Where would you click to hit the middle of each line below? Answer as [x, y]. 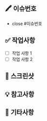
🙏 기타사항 [20, 112]
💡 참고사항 [20, 94]
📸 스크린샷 [20, 76]
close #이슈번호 [27, 23]
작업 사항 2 [22, 59]
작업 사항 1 [22, 53]
